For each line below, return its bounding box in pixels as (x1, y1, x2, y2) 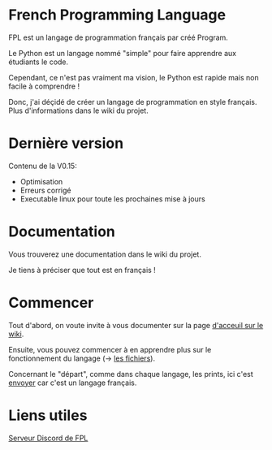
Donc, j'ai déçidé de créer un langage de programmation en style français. (8, 97, 257, 106)
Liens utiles (8, 406, 88, 424)
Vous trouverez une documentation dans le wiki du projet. (8, 249, 201, 259)
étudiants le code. (8, 57, 69, 67)
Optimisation (19, 176, 63, 186)
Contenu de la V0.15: (8, 161, 77, 171)
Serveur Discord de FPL (8, 433, 89, 443)
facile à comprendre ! (8, 81, 80, 91)
